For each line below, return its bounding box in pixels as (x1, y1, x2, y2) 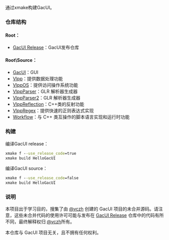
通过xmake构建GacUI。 (5, 5, 55, 10)
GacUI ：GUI (12, 69, 38, 76)
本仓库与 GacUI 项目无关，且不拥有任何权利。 (5, 229, 102, 236)
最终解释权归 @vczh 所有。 (18, 219, 75, 225)
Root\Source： (5, 57, 37, 63)
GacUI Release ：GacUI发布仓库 (12, 44, 79, 51)
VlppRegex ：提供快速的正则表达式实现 (12, 108, 94, 114)
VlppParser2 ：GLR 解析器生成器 (12, 95, 81, 101)
